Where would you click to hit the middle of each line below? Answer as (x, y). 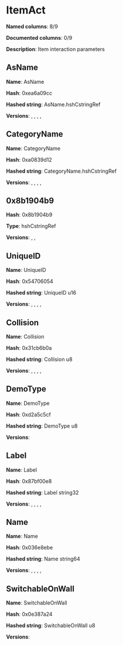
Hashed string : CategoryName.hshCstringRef (61, 171)
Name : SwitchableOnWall (37, 603)
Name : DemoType (28, 403)
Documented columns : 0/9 (39, 37)
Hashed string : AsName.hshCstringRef (53, 104)
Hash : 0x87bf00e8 (29, 481)
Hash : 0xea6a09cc (29, 93)
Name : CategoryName (33, 148)
